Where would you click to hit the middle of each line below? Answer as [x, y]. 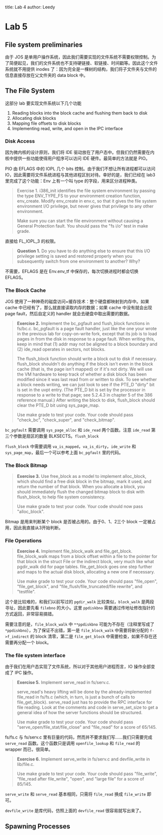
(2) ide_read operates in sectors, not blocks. [61, 349]
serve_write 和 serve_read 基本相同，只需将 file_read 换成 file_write [75, 794]
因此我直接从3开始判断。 [38, 528]
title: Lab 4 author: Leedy [30, 7]
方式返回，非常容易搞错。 [31, 614]
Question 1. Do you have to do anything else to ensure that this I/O [83, 251]
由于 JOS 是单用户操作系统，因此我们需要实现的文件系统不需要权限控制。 [78, 57]
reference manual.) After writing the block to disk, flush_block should [86, 400]
